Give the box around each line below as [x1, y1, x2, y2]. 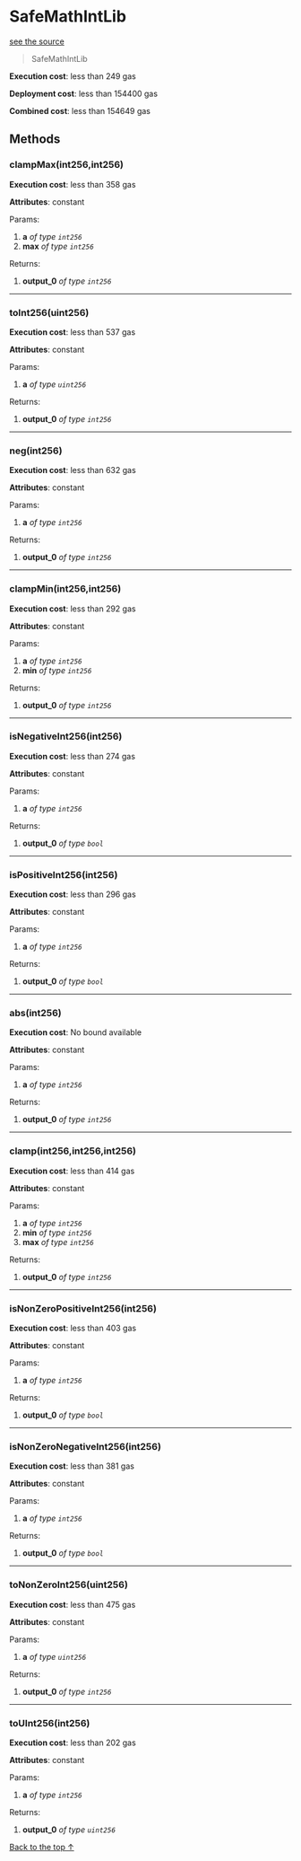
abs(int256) [9, 1007, 63, 1020]
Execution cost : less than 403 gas [9, 1322, 137, 1333]
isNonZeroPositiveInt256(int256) [9, 1302, 157, 1314]
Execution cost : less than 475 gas [9, 1599, 136, 1610]
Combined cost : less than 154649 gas [9, 105, 150, 116]
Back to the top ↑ [9, 1841, 74, 1852]
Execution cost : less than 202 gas [9, 1737, 136, 1748]
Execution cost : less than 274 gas [9, 751, 136, 761]
